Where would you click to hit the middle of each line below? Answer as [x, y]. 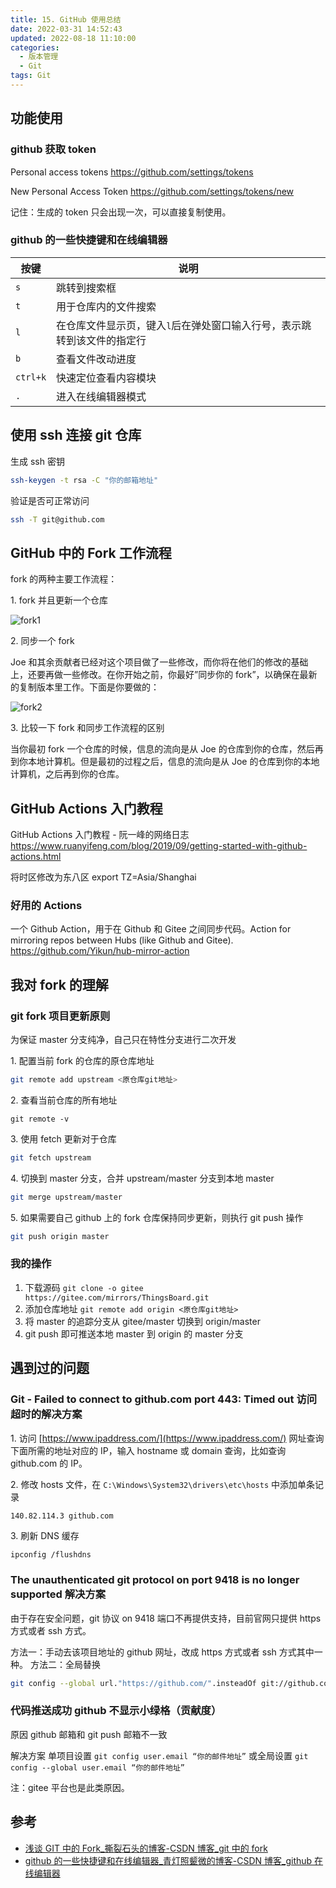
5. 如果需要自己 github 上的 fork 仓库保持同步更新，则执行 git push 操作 [157, 1217]
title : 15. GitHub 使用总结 [66, 19]
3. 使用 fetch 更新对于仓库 [63, 1138]
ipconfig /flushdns [51, 1554]
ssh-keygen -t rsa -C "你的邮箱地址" [84, 480]
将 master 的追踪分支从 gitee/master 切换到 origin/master [142, 1321]
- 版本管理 [39, 57]
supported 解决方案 [58, 1594]
